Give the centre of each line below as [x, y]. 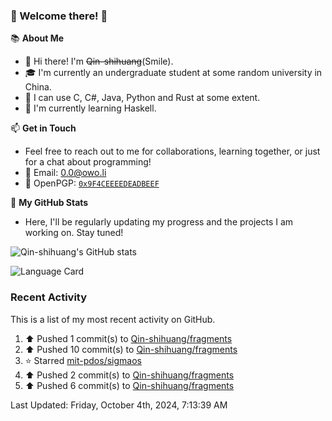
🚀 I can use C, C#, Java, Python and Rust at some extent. [142, 98]
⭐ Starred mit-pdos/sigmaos [83, 360]
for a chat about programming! [88, 162]
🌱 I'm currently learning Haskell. [90, 108]
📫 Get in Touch [43, 128]
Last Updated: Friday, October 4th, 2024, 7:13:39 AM [119, 405]
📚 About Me [37, 38]
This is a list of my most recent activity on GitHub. [113, 319]
